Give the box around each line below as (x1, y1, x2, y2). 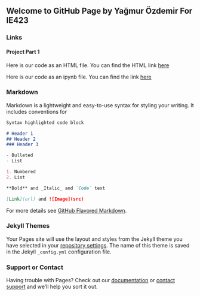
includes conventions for (6, 108, 67, 115)
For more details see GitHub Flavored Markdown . (6, 207, 127, 214)
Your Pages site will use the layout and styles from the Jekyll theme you (6, 235, 183, 243)
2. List (6, 174, 26, 180)
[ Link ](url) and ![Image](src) (6, 196, 84, 202)
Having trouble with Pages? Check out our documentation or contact (6, 277, 175, 284)
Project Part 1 (6, 48, 40, 55)
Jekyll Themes (6, 222, 50, 230)
